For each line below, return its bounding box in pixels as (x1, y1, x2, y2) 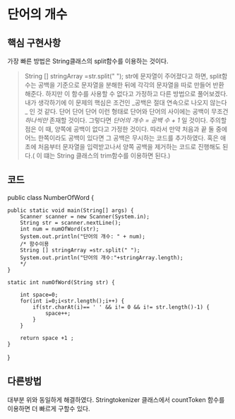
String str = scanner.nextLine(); (20, 219, 121, 226)
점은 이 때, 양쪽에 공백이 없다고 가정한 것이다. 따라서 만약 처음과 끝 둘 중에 (24, 125, 228, 133)
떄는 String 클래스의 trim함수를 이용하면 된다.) (43, 151, 171, 160)
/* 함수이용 (20, 240, 49, 247)
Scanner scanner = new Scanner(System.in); (20, 213, 150, 220)
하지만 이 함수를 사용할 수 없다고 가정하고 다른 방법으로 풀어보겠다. (45, 90, 228, 98)
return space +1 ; (20, 334, 74, 341)
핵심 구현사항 (7, 37, 61, 49)
